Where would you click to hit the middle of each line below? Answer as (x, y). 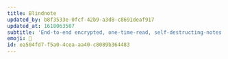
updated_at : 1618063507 (41, 26)
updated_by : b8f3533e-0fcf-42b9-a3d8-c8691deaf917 (81, 20)
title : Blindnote (32, 13)
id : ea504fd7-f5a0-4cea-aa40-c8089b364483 (68, 45)
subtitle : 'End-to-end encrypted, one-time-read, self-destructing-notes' (116, 32)
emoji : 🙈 (20, 39)
